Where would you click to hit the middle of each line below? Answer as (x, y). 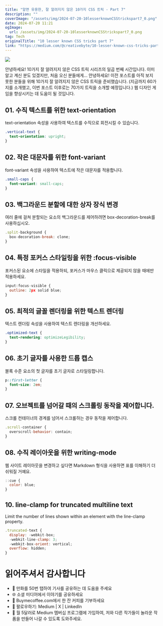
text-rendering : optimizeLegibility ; (48, 338)
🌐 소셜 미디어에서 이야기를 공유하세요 (48, 594)
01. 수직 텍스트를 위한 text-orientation (61, 110)
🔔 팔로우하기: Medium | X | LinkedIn (47, 607)
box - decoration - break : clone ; (40, 237)
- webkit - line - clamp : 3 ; (33, 540)
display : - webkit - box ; (32, 535)
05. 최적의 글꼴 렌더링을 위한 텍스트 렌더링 (65, 311)
